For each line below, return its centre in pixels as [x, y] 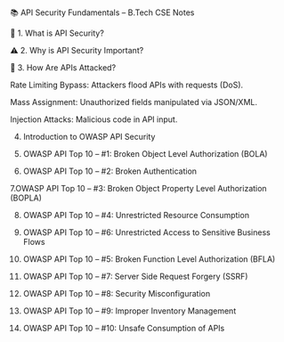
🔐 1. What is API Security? [57, 33]
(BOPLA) [26, 198]
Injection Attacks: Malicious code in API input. [94, 119]
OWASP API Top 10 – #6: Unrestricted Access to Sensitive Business [146, 232]
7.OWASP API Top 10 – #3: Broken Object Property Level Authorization [138, 188]
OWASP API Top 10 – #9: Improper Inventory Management [130, 311]
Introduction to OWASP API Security [89, 137]
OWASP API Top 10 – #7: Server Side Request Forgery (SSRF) [135, 276]
